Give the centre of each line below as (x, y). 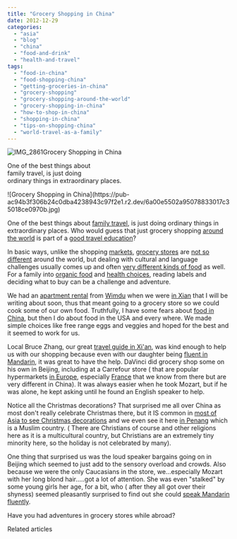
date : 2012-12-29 (33, 20)
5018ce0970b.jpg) (34, 210)
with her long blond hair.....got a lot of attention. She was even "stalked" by (116, 479)
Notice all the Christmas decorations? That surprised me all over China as (114, 405)
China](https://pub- (101, 194)
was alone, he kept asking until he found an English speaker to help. (106, 392)
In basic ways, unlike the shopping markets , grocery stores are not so (108, 252)
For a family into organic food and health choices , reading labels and (107, 274)
